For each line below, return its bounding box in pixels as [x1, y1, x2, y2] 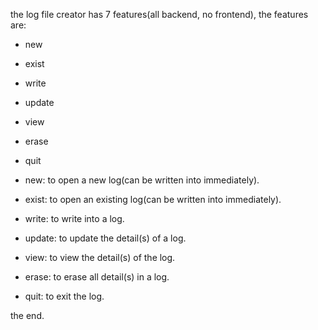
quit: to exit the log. [24, 290, 105, 302]
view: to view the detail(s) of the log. [24, 252, 176, 263]
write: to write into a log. [24, 213, 125, 224]
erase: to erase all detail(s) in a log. [24, 271, 170, 283]
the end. [10, 310, 45, 321]
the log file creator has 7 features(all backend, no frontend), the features [10, 9, 309, 20]
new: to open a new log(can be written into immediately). [24, 174, 260, 186]
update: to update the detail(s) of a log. [24, 232, 187, 244]
